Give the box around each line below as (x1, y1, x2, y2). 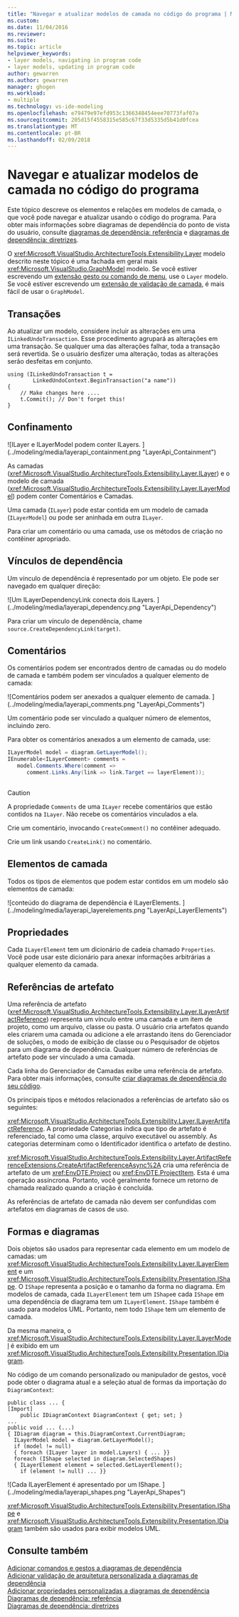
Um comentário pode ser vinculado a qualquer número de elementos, (7, 714, 211, 722)
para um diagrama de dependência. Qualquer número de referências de (7, 1045, 218, 1054)
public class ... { (7, 1399, 65, 1406)
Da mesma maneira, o (7, 1327, 72, 1335)
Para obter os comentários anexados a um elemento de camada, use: (7, 735, 211, 744)
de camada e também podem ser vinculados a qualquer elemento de (7, 671, 210, 680)
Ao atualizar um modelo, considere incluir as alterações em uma (7, 327, 196, 335)
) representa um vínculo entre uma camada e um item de (46, 1015, 213, 1023)
